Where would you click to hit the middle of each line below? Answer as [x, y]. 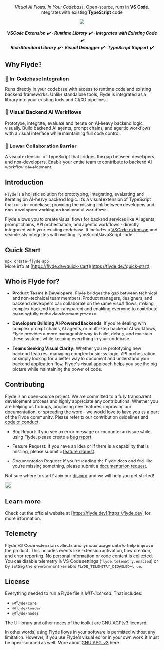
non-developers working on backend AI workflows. [57, 210]
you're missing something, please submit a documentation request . [80, 466]
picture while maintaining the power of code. [57, 369]
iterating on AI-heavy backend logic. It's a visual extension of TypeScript [78, 199]
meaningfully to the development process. [55, 314]
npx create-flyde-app [27, 261]
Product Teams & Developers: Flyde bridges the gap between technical [85, 293]
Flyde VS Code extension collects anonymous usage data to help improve [79, 545]
